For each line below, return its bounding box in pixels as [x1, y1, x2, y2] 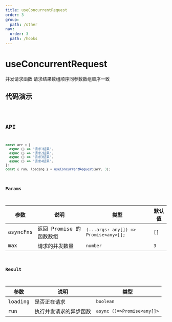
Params [5, 186, 22, 192]
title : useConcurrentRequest [5, 7, 68, 13]
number [86, 243, 102, 249]
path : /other [10, 22, 38, 27]
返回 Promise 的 [37, 225, 81, 232]
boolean [96, 298, 115, 305]
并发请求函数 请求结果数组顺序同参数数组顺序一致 [5, 75, 110, 82]
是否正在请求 [34, 298, 66, 306]
